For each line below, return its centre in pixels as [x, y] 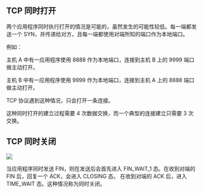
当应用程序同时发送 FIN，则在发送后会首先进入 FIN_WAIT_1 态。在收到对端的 [101, 168]
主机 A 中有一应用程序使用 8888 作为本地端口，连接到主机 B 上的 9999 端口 [100, 60]
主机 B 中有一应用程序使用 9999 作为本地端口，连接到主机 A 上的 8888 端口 [100, 80]
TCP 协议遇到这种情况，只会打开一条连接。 [60, 100]
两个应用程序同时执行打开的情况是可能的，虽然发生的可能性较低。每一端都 [99, 27]
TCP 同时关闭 [31, 141]
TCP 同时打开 [31, 11]
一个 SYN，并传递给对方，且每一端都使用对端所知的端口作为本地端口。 [100, 34]
